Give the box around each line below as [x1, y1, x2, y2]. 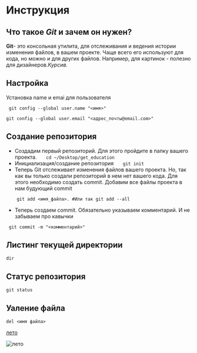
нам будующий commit [14, 185, 72, 192]
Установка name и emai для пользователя [6, 94, 111, 101]
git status [6, 287, 33, 293]
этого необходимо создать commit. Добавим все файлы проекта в [14, 178, 182, 185]
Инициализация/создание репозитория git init [14, 159, 144, 166]
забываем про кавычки [14, 212, 74, 219]
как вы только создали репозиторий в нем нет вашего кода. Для [14, 172, 178, 179]
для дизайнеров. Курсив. [6, 61, 68, 68]
